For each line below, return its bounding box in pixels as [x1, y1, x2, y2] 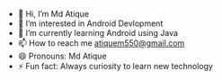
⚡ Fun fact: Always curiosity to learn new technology [17, 61, 214, 71]
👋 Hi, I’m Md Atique [17, 9, 90, 19]
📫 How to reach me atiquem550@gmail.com [17, 38, 185, 49]
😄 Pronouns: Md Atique [17, 50, 107, 61]
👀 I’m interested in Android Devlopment [17, 18, 164, 29]
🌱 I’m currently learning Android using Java [17, 28, 178, 38]
